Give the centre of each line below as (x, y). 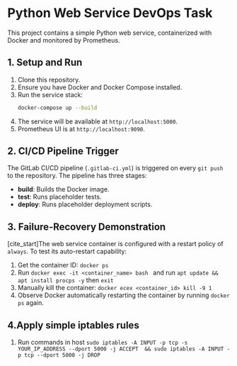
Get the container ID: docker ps (63, 265)
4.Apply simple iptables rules (73, 325)
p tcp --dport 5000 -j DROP (59, 355)
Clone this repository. (49, 79)
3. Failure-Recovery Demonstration (87, 227)
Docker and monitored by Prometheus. (64, 40)
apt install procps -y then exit (65, 280)
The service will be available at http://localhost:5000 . (98, 121)
